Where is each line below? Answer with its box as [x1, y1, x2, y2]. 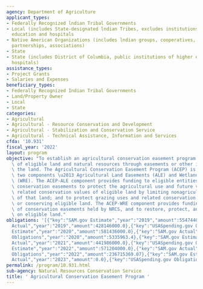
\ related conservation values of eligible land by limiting [11, 189, 169, 195]
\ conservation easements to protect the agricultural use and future [11, 184, 193, 190]
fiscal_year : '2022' [6, 144, 59, 150]
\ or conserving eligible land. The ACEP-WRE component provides [11, 201, 180, 207]
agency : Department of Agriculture [6, 8, 96, 15]
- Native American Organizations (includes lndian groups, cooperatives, [6, 37, 196, 43]
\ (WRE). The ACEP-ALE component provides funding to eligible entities [11, 178, 199, 184]
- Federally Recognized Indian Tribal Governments [6, 88, 137, 94]
